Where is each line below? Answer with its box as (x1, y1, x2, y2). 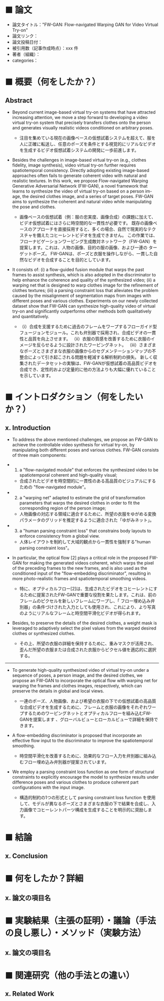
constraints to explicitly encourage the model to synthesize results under (12, 774, 159, 780)
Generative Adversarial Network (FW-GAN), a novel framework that (12, 183, 148, 189)
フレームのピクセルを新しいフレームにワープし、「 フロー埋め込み (19, 598, 151, 604)
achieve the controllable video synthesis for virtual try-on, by (12, 441, 135, 447)
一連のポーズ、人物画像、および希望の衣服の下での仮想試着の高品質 (19, 698, 156, 704)
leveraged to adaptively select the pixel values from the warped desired (12, 625, 157, 631)
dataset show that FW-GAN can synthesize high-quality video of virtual (12, 303, 156, 309)
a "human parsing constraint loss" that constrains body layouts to (19, 528, 151, 534)
